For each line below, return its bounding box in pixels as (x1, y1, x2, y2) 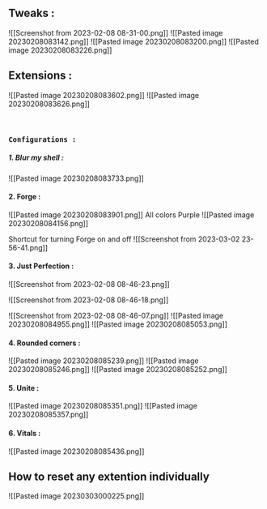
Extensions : (8, 69, 73, 83)
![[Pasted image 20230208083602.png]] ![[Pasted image (8, 90, 200, 100)
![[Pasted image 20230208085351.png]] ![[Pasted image (8, 401, 198, 411)
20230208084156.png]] (8, 218, 89, 228)
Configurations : (8, 135, 77, 144)
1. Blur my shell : (8, 153, 65, 163)
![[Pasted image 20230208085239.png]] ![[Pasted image (8, 356, 199, 366)
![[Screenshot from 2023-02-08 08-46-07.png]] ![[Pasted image (8, 310, 224, 320)
